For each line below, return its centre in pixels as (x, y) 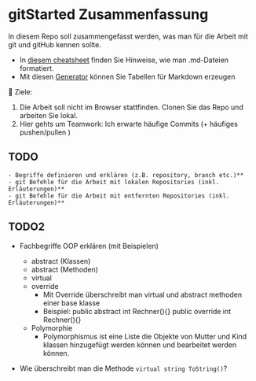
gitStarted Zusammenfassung (108, 15)
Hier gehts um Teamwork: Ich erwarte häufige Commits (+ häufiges (128, 124)
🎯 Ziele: (20, 91)
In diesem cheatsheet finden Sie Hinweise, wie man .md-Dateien (124, 60)
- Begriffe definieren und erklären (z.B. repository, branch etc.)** (126, 175)
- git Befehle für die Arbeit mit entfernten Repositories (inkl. (119, 196)
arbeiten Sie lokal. (49, 115)
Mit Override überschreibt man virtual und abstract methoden (142, 294)
